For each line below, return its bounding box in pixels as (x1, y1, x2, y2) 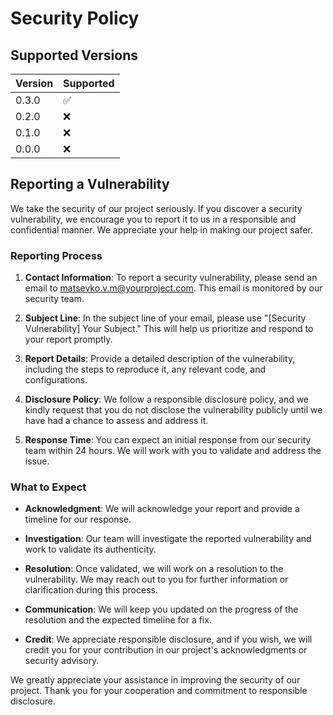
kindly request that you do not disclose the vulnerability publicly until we (24, 404, 323, 416)
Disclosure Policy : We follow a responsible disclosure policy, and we (24, 393, 310, 406)
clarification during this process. (24, 584, 158, 596)
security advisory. (24, 655, 100, 667)
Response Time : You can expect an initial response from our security (24, 434, 312, 446)
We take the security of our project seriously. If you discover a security (10, 202, 303, 214)
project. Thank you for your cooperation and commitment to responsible (10, 685, 308, 697)
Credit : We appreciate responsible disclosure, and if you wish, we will (24, 633, 313, 646)
